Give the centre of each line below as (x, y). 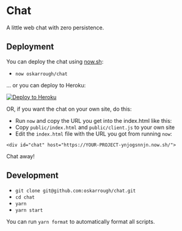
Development (33, 176)
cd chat (25, 197)
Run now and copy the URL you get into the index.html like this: (93, 120)
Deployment (30, 47)
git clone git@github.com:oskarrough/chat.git (75, 191)
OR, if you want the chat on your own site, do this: (69, 109)
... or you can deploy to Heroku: (46, 85)
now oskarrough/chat (41, 74)
